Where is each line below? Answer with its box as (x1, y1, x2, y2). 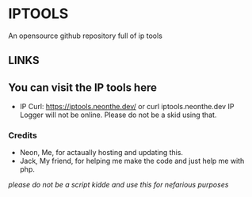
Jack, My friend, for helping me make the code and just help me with (19, 156, 245, 166)
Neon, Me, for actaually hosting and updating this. (19, 148, 184, 157)
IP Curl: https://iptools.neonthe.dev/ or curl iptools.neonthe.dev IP (19, 102, 235, 112)
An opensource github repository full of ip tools (8, 31, 162, 40)
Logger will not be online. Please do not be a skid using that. (19, 110, 217, 119)
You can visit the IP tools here (8, 81, 157, 94)
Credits (8, 130, 37, 141)
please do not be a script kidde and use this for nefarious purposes (8, 180, 229, 190)
